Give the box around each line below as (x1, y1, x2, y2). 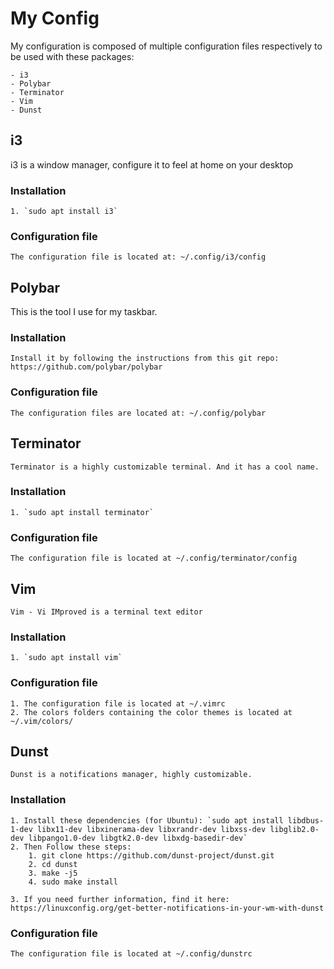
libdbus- (287, 815, 325, 826)
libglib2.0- (269, 824, 320, 834)
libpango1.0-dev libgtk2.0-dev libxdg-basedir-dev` (28, 833, 248, 843)
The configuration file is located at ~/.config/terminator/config (10, 553, 298, 564)
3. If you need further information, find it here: (10, 894, 230, 904)
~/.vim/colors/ (10, 716, 74, 726)
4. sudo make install (28, 877, 118, 887)
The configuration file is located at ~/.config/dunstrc (10, 948, 253, 959)
